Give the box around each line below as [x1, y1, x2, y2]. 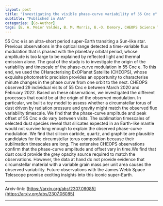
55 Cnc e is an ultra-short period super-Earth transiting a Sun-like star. [5, 38, 147, 44]
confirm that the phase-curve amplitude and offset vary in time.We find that [5, 146, 156, 152]
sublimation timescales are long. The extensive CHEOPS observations [5, 141, 145, 147]
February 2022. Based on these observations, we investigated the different [5, 90, 155, 96]
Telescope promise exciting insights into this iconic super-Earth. [5, 172, 133, 178]
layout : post [5, 7, 32, 12]
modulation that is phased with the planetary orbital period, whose [5, 49, 138, 55]
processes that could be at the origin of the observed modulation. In [5, 95, 141, 101]
